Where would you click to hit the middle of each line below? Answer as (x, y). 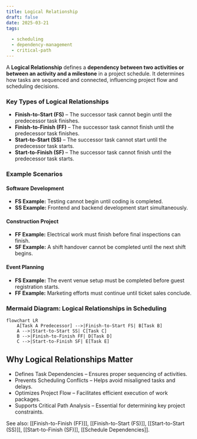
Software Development (35, 188)
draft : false (22, 17)
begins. (24, 254)
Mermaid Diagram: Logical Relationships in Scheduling (86, 308)
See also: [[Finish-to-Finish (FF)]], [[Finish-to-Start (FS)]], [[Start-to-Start (95, 423)
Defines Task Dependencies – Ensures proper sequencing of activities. (101, 374)
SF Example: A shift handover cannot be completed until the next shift (100, 247)
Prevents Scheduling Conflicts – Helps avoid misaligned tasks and (95, 380)
